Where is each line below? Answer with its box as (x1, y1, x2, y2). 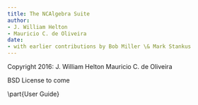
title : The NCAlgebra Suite (7, 10, 91, 18)
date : (7, 37, 23, 44)
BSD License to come (7, 76, 71, 85)
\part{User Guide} (7, 89, 60, 98)
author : (7, 17, 30, 24)
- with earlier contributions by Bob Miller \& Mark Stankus (7, 43, 192, 50)
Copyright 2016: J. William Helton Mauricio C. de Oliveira (7, 63, 173, 70)
